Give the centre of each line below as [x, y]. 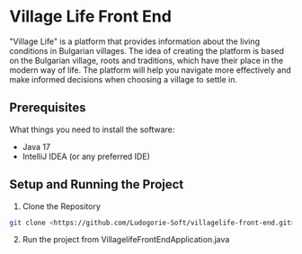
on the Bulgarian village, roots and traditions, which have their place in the [147, 60]
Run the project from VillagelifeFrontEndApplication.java [126, 240]
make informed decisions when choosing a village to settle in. [124, 79]
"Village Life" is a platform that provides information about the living [135, 41]
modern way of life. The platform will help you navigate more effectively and [151, 70]
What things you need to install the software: [92, 129]
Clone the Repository [62, 206]
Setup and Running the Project [97, 184]
